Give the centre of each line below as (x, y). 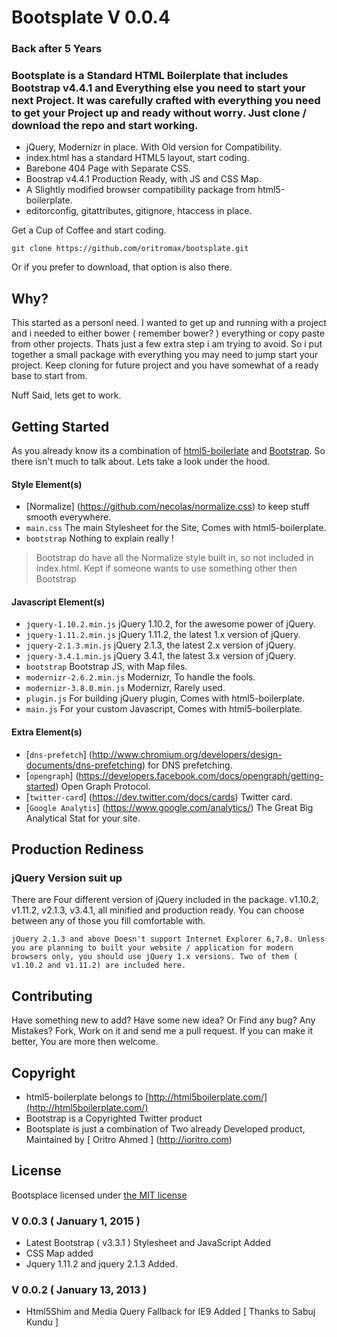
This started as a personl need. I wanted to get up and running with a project (169, 323)
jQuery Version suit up (67, 878)
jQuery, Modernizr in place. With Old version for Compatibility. (154, 147)
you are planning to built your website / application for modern (152, 948)
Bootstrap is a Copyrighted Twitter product (114, 1118)
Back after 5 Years (57, 49)
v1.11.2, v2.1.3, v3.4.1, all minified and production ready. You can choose (158, 910)
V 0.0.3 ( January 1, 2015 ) (76, 1221)
